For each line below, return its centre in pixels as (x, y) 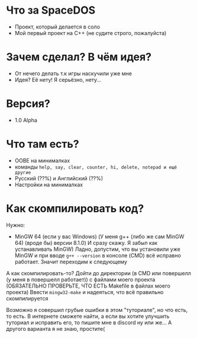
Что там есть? (43, 144)
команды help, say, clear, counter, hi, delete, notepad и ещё (96, 167)
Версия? (28, 104)
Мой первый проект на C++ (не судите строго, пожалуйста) (91, 33)
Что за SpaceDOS (51, 10)
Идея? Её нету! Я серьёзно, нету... (58, 79)
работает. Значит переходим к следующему (71, 262)
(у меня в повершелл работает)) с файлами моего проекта (81, 279)
